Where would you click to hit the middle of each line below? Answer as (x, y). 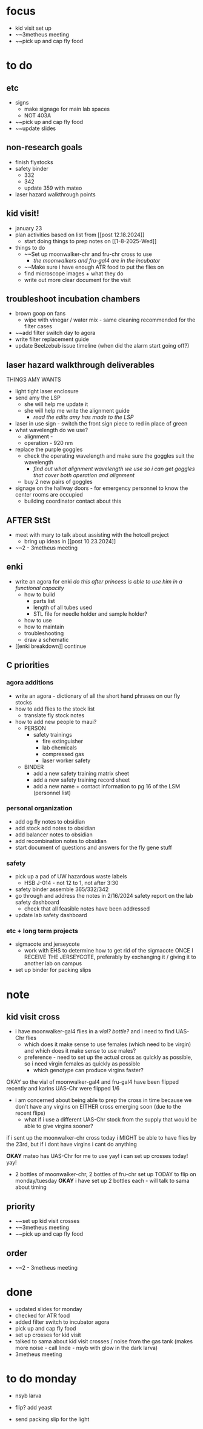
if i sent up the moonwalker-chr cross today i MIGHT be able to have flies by (101, 1138)
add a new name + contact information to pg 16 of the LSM (107, 786)
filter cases (38, 326)
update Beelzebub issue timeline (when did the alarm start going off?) (102, 346)
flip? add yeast (34, 1407)
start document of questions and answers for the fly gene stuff (94, 847)
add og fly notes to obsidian (50, 821)
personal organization (39, 808)
